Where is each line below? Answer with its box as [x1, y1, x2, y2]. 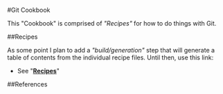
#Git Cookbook [7, 6, 51, 14]
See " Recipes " [17, 67, 60, 75]
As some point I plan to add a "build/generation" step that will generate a [7, 46, 215, 54]
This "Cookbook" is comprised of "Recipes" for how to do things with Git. [7, 19, 217, 27]
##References [7, 80, 48, 88]
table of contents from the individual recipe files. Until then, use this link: [7, 53, 214, 62]
